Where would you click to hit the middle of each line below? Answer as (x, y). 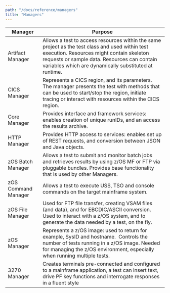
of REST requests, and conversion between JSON (101, 140)
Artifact (17, 53)
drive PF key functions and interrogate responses (101, 276)
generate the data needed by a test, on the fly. (97, 222)
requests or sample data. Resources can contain (100, 59)
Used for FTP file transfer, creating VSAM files (97, 203)
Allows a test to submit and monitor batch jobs (97, 155)
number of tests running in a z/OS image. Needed (101, 243)
